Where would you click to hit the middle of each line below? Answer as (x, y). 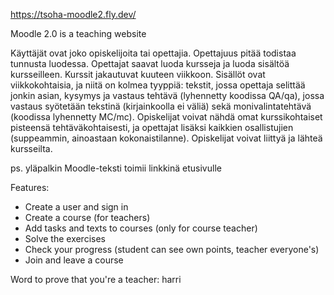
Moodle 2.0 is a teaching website (78, 33)
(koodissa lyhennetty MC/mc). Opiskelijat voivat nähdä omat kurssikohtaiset (166, 117)
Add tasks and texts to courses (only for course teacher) (141, 228)
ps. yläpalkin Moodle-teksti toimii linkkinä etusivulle (116, 168)
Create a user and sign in (76, 207)
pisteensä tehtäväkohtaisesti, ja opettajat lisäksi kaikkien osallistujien (152, 127)
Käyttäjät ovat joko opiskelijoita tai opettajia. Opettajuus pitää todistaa (153, 53)
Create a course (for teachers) (87, 217)
